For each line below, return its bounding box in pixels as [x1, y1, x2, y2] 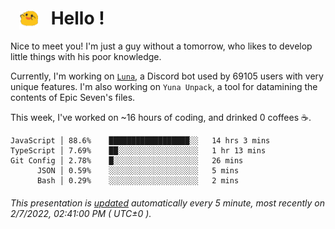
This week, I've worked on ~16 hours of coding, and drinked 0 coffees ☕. [10, 112, 312, 124]
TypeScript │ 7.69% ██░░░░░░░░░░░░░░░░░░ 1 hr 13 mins [10, 146, 267, 156]
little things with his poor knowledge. [10, 51, 162, 63]
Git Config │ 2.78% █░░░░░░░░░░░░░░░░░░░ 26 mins [10, 156, 244, 166]
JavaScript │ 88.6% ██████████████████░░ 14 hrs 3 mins [10, 136, 271, 146]
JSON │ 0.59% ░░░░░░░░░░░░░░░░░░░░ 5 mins [36, 166, 240, 176]
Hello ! [50, 7, 105, 30]
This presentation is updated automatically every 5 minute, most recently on [10, 197, 325, 209]
